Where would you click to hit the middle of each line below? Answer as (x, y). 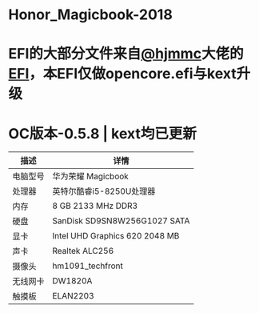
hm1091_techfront (88, 266)
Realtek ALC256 (83, 251)
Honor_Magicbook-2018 (91, 15)
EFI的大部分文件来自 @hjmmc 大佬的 (126, 54)
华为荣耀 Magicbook (91, 176)
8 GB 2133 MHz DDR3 (95, 206)
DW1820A (72, 281)
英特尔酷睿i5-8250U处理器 (104, 191)
